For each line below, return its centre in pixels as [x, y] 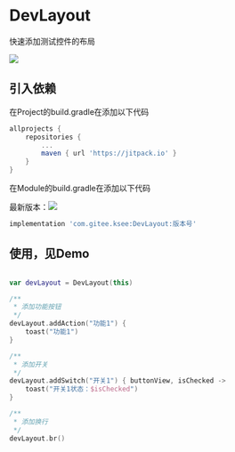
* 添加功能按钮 [37, 307]
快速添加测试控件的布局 [52, 41]
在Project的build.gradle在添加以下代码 [79, 111]
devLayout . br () [37, 438]
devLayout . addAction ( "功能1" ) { [68, 324]
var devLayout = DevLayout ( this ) [71, 282]
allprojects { [36, 129]
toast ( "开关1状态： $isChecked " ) [82, 389]
